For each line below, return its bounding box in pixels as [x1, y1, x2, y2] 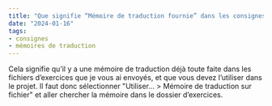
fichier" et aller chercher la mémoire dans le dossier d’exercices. [8, 90, 223, 100]
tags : [8, 27, 27, 35]
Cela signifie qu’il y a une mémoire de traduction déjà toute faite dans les [8, 64, 252, 74]
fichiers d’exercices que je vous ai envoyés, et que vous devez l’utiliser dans [8, 73, 263, 83]
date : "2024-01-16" [8, 19, 74, 28]
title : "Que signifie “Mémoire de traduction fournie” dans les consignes [8, 11, 266, 20]
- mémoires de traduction [8, 42, 96, 50]
